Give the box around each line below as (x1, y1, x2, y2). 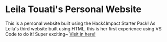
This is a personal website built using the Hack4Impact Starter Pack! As (5, 20, 156, 26)
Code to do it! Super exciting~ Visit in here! (5, 31, 96, 37)
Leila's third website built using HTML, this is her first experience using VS (5, 25, 162, 31)
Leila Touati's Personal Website (5, 4, 142, 15)
